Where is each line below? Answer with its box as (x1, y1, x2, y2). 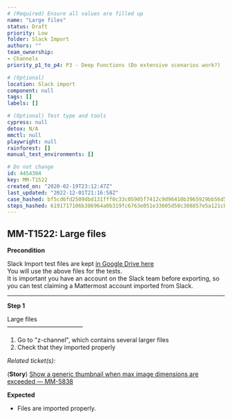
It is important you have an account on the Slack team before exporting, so (7, 274, 220, 283)
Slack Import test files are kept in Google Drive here (7, 260, 154, 268)
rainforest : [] (7, 145, 51, 152)
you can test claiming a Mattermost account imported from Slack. (7, 282, 193, 290)
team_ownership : (7, 49, 54, 56)
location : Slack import (7, 80, 76, 87)
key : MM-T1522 (7, 177, 48, 184)
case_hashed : (7, 195, 45, 203)
